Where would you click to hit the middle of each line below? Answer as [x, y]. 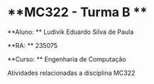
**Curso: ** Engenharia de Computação [67, 59]
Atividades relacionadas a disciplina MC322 [71, 73]
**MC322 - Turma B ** [77, 12]
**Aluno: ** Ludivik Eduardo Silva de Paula [71, 32]
